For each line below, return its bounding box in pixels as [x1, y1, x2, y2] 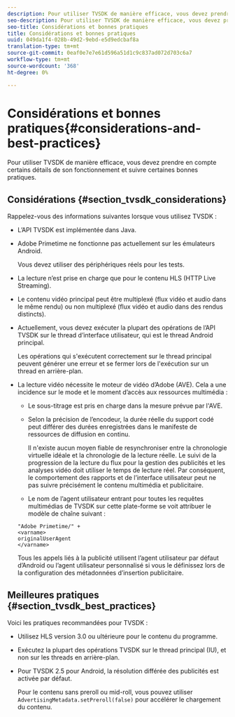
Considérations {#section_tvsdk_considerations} [7, 194, 227, 206]
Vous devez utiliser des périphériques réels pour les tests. [17, 260, 185, 269]
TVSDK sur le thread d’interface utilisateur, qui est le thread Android [17, 331, 213, 340]
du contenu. [17, 703, 52, 711]
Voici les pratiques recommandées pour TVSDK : [7, 619, 148, 627]
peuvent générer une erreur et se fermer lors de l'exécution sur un [17, 359, 209, 368]
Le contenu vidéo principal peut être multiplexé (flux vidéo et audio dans [17, 295, 227, 304]
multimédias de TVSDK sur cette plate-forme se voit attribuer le [27, 502, 212, 511]
